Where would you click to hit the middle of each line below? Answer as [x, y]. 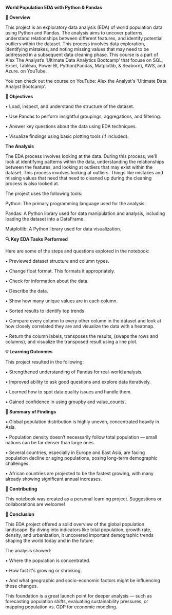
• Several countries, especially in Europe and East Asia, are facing [75, 453]
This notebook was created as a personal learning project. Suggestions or [83, 499]
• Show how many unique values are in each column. [62, 301]
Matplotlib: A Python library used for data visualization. [63, 229]
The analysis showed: [28, 550]
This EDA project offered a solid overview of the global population [75, 524]
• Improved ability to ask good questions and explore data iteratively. [78, 382]
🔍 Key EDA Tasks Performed [37, 239]
